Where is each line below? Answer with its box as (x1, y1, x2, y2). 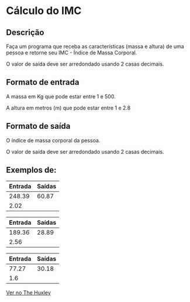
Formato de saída (6, 121, 71, 131)
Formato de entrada (6, 77, 80, 87)
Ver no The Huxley (6, 289, 51, 296)
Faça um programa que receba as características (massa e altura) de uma (6, 43, 184, 50)
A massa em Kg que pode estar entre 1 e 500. (6, 92, 116, 100)
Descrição (6, 28, 44, 37)
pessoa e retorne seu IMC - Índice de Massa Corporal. (6, 49, 137, 56)
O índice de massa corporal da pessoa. (6, 136, 101, 144)
